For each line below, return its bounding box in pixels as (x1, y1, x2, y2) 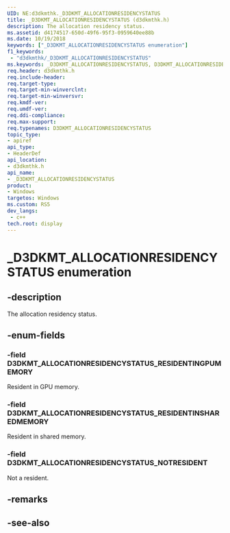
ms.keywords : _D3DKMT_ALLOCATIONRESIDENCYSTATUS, (7, 61, 152, 68)
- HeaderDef (7, 150, 41, 158)
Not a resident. (7, 473, 49, 482)
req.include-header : (7, 73, 66, 81)
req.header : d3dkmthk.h (7, 67, 75, 74)
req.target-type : (7, 80, 57, 87)
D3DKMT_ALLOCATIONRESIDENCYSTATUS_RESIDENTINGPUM (7, 358, 222, 368)
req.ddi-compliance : (7, 112, 66, 119)
